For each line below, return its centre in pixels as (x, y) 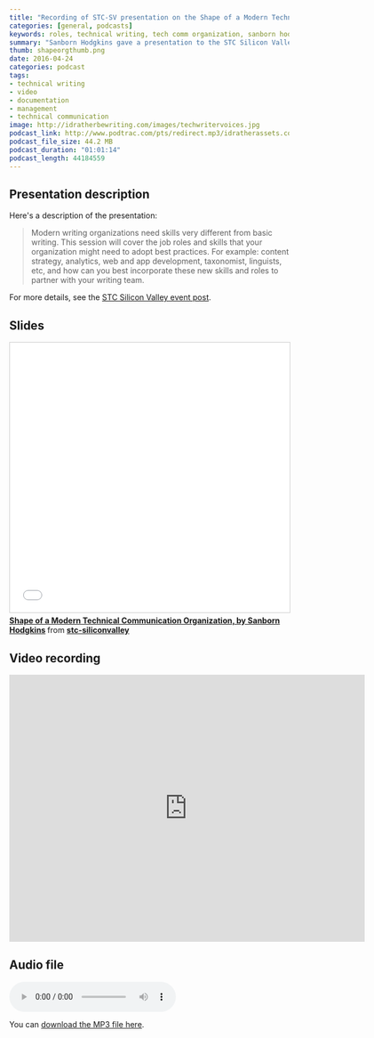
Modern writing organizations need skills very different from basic (151, 233)
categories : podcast (48, 68)
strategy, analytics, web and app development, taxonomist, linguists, (156, 261)
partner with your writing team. (88, 280)
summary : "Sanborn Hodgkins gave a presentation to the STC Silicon (139, 42)
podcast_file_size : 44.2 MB (61, 142)
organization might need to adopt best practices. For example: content (160, 252)
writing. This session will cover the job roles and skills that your (147, 242)
